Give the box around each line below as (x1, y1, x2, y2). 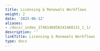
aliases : (5, 20, 23, 26)
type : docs (5, 39, 27, 44)
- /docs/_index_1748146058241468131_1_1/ (5, 25, 91, 30)
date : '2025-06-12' (5, 16, 45, 21)
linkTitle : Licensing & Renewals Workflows (5, 34, 96, 39)
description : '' (5, 30, 38, 34)
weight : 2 (5, 12, 25, 17)
